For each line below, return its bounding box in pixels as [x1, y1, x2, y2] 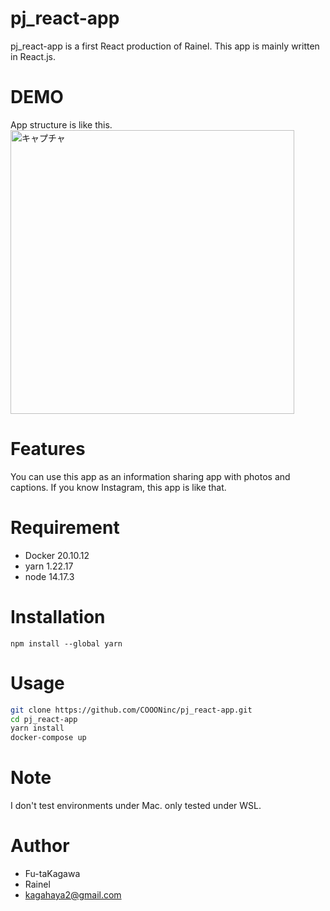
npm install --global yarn [10, 638, 123, 649]
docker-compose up [10, 733, 87, 743]
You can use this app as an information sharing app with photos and [10, 470, 291, 482]
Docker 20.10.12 [24, 549, 90, 561]
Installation [10, 605, 106, 628]
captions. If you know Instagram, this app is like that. [10, 481, 227, 493]
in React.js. [10, 50, 56, 62]
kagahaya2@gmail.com [24, 889, 122, 901]
